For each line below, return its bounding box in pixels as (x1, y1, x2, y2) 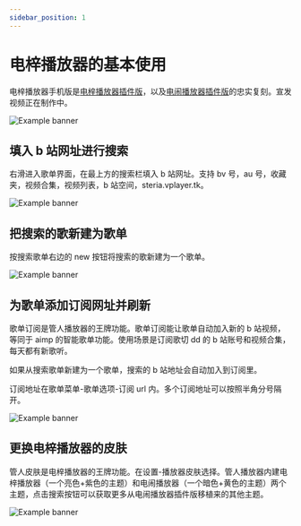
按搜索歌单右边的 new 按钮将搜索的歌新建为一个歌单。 (9, 252, 211, 263)
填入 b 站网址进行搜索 (9, 142, 129, 158)
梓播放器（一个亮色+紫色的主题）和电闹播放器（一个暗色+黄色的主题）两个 (9, 477, 287, 488)
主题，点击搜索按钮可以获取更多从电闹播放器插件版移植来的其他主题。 (9, 488, 269, 499)
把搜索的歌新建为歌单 (9, 226, 127, 241)
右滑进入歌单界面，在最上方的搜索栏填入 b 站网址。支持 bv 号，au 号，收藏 (9, 168, 287, 179)
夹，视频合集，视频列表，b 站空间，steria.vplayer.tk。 (9, 180, 209, 191)
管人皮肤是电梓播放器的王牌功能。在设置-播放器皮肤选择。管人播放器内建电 (9, 466, 288, 477)
